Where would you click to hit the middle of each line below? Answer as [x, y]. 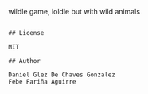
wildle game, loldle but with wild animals [74, 12]
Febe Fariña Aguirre [43, 82]
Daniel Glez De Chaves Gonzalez [62, 75]
